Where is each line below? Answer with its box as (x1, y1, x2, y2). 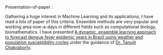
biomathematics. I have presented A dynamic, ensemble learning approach (5, 29, 157, 35)
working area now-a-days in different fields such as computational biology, (5, 24, 157, 30)
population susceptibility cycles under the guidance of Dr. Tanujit (5, 39, 136, 45)
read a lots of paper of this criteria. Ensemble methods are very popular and (5, 19, 158, 24)
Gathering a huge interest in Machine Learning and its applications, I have (5, 14, 154, 19)
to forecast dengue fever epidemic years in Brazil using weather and (5, 34, 143, 40)
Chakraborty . (5, 45, 32, 50)
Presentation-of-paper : (5, 4, 53, 10)
